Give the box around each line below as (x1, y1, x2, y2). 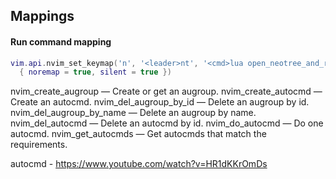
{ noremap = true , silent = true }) (19, 67, 172, 78)
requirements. (10, 139, 68, 151)
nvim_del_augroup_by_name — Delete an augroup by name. (10, 107, 257, 119)
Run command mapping (10, 35, 112, 48)
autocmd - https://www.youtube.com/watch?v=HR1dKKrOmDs (10, 158, 268, 170)
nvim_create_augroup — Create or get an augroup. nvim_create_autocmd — (10, 85, 323, 98)
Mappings (10, 8, 75, 25)
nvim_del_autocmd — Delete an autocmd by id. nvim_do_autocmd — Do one (10, 117, 324, 129)
